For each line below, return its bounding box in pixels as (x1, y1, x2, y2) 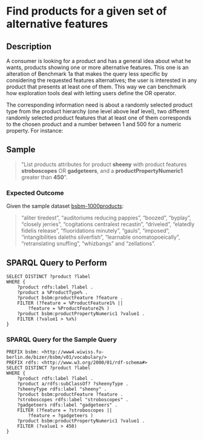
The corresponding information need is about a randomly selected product (6, 101, 193, 108)
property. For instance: (6, 127, 64, 134)
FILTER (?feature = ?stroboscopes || (17, 407, 113, 413)
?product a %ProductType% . (17, 289, 88, 295)
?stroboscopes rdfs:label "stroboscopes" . (17, 397, 129, 403)
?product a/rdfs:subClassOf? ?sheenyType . (17, 381, 129, 387)
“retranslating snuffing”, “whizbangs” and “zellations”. (21, 240, 156, 247)
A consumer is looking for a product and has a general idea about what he (6, 58, 191, 64)
